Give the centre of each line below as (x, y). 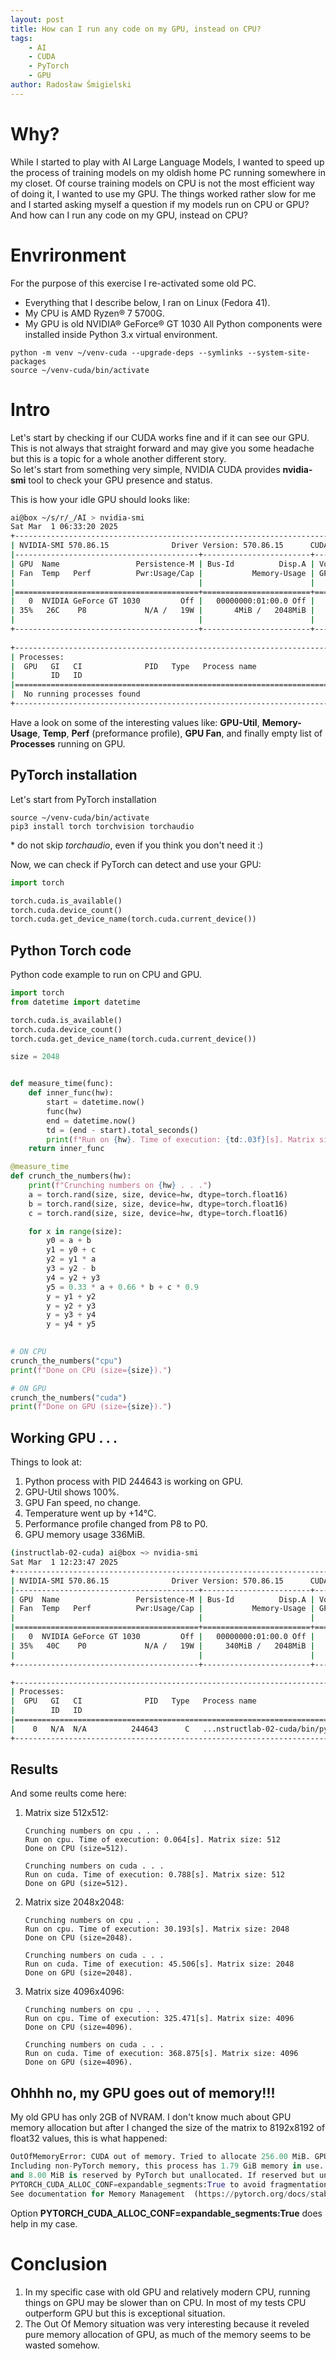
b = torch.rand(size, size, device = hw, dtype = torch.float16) (158, 1204)
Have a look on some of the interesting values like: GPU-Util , (135, 722)
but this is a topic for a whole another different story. (118, 458)
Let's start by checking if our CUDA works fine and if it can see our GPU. (160, 437)
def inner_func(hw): (71, 1093)
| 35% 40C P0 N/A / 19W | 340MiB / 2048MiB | (162, 1646)
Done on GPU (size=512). (76, 1884)
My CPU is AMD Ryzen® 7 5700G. (94, 313)
